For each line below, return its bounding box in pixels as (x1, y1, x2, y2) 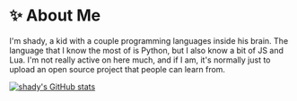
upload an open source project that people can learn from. (9, 63, 226, 74)
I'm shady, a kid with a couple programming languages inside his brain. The (9, 35, 289, 46)
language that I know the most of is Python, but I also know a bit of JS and (9, 45, 284, 55)
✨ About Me (9, 5, 101, 26)
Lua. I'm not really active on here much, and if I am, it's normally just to (9, 55, 271, 65)
